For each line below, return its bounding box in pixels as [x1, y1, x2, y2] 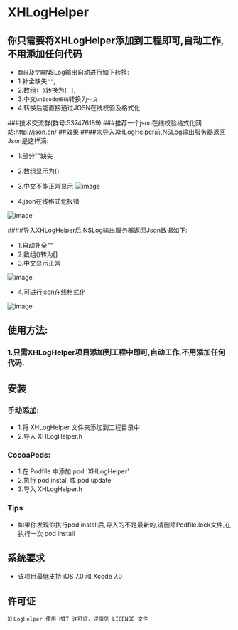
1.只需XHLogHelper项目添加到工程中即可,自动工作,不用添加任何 [7, 347, 226, 357]
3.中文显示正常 [17, 259, 62, 267]
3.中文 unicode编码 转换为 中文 [17, 95, 98, 103]
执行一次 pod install [17, 529, 75, 537]
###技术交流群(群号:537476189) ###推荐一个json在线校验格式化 [7, 119, 196, 127]
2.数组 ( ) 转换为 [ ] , [17, 86, 76, 94]
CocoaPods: [7, 450, 51, 460]
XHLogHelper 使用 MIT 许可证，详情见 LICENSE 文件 [7, 616, 148, 623]
